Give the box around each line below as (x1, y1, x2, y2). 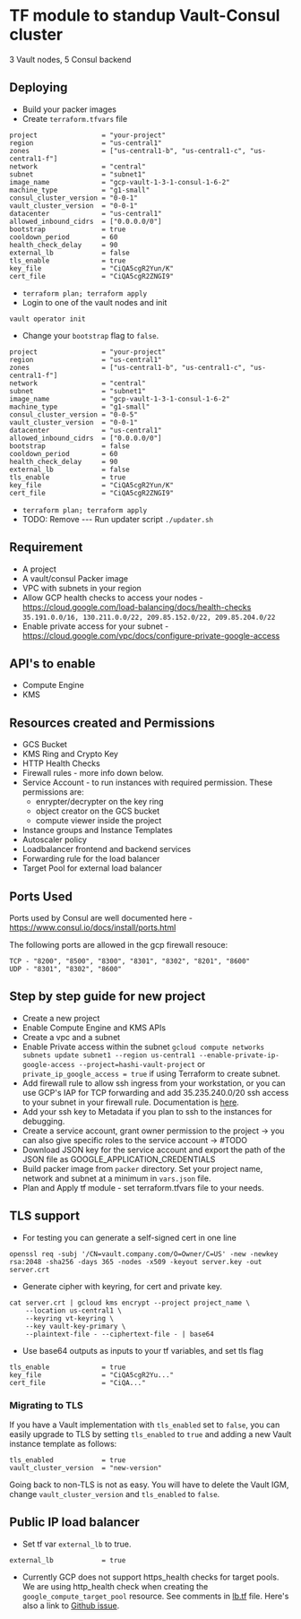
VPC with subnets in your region (21, 582, 142, 593)
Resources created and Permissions (9, 715, 215, 730)
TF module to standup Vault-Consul (9, 5, 280, 26)
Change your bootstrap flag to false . (21, 330, 159, 340)
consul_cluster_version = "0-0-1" (9, 194, 139, 202)
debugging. (21, 1115, 65, 1126)
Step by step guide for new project (9, 989, 206, 1004)
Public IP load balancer (9, 1515, 141, 1530)
